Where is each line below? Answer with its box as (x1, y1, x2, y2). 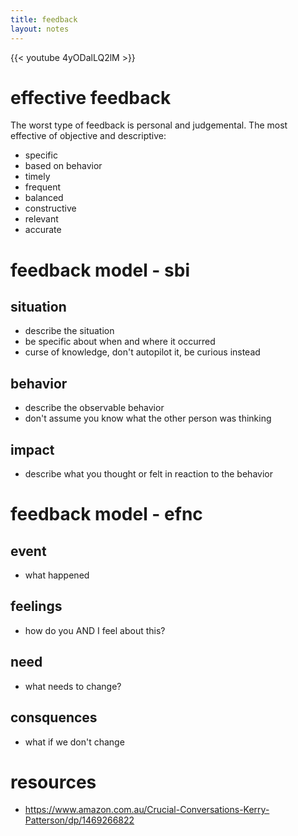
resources (10, 771, 97, 793)
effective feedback (10, 86, 172, 109)
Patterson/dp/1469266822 (24, 814, 135, 826)
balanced (24, 192, 64, 204)
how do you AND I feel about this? (24, 624, 166, 636)
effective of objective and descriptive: (10, 130, 167, 142)
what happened (24, 569, 90, 581)
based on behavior (24, 160, 103, 172)
